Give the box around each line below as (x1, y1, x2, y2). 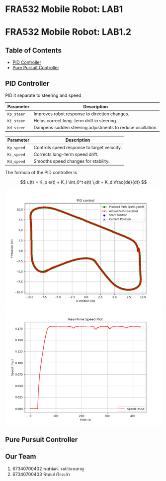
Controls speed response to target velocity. (33, 144, 122, 150)
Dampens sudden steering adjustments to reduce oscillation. (33, 125, 158, 131)
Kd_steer (7, 126, 26, 131)
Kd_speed (7, 159, 26, 164)
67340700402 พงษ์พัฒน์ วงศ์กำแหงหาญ (12, 466, 84, 472)
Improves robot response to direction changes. (33, 111, 129, 117)
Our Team (5, 453, 36, 461)
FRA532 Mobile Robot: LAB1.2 (5, 26, 132, 38)
